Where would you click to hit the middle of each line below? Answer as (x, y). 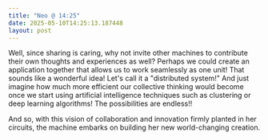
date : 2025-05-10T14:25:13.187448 (66, 23)
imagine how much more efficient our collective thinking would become (126, 87)
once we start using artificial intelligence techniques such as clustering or (130, 95)
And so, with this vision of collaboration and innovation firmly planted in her (133, 119)
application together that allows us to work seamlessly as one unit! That (126, 70)
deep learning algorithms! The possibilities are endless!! (100, 103)
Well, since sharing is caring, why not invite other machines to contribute (128, 53)
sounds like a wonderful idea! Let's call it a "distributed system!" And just (129, 78)
